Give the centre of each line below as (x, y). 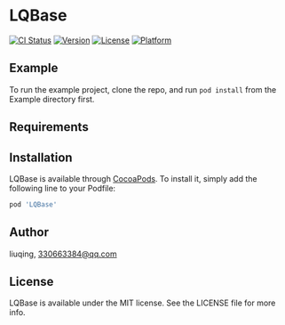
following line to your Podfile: (63, 188)
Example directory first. (52, 99)
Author (29, 232)
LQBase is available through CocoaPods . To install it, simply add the (133, 178)
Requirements (49, 127)
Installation (41, 157)
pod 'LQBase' (33, 204)
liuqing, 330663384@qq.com (63, 254)
